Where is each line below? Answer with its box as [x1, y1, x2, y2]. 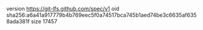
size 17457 [31, 18, 58, 25]
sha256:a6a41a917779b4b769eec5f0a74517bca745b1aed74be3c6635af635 [6, 11, 197, 19]
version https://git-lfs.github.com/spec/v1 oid [6, 5, 120, 12]
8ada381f [6, 18, 30, 25]
